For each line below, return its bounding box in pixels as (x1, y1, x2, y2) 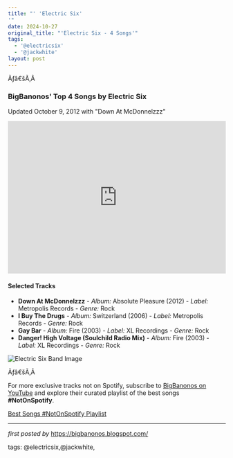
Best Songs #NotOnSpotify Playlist (8, 409, 106, 418)
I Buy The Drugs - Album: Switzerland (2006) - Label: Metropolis (17, 312, 203, 320)
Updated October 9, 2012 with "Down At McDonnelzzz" (8, 107, 166, 116)
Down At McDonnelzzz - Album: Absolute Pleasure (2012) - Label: (17, 297, 209, 306)
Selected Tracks (8, 281, 56, 290)
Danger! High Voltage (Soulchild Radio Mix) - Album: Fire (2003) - (17, 334, 209, 342)
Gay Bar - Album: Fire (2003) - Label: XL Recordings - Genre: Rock (17, 326, 209, 335)
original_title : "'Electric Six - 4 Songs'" (8, 29, 138, 37)
